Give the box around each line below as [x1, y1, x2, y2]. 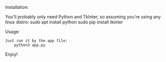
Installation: [5, 4, 29, 10]
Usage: [5, 29, 20, 34]
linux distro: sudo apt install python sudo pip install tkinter [5, 19, 123, 25]
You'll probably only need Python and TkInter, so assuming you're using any [5, 14, 161, 19]
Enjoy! [5, 52, 18, 57]
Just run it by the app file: [5, 38, 68, 43]
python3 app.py [14, 43, 46, 48]
